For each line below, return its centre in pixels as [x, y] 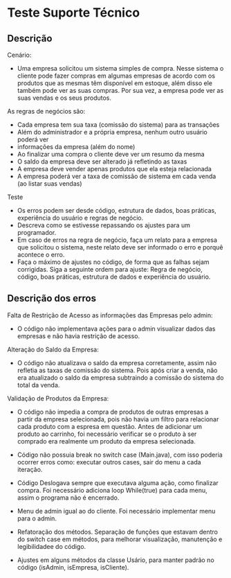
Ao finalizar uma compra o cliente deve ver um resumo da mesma [111, 154]
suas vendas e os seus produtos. [64, 98]
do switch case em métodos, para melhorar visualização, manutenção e [120, 539]
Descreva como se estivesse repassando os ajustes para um [103, 225]
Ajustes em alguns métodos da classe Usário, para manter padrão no [115, 560]
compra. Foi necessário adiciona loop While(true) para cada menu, [112, 490]
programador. [37, 233]
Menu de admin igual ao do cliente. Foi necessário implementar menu [116, 511]
